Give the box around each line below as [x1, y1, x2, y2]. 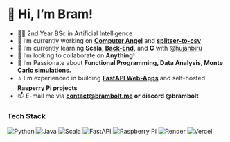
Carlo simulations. [17, 66, 71, 74]
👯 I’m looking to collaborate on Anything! [17, 51, 135, 60]
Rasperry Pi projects [17, 83, 78, 92]
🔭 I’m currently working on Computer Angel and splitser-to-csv [17, 36, 202, 44]
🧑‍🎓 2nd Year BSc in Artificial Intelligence [17, 29, 133, 37]
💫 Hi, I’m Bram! [7, 6, 94, 22]
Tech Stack [7, 111, 46, 121]
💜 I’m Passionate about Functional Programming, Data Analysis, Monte [17, 58, 223, 66]
